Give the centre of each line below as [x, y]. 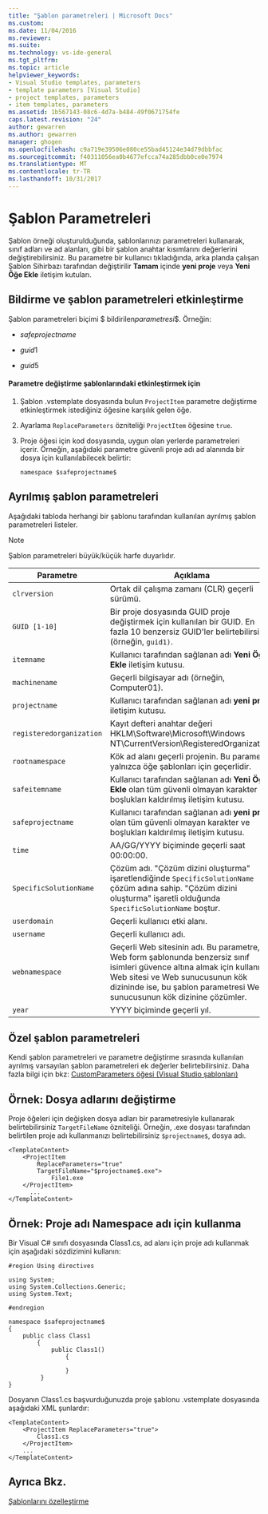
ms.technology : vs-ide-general [60, 53]
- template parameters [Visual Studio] [75, 90]
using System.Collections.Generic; [67, 1287]
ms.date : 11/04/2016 [43, 30]
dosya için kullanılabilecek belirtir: [75, 458]
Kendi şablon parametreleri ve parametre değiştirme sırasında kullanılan [126, 1057]
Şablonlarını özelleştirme [49, 1501]
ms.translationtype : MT [48, 164]
